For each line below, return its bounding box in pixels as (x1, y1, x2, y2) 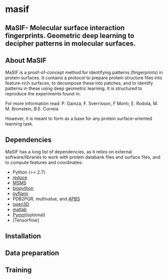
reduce (12, 175, 28, 181)
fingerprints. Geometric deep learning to (5, 31, 134, 40)
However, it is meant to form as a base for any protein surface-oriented (5, 115, 152, 121)
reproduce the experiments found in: (5, 91, 81, 97)
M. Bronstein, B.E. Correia (5, 106, 59, 112)
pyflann (12, 191, 29, 197)
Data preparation (5, 248, 59, 257)
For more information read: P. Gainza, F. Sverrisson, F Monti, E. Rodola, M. (5, 100, 158, 106)
